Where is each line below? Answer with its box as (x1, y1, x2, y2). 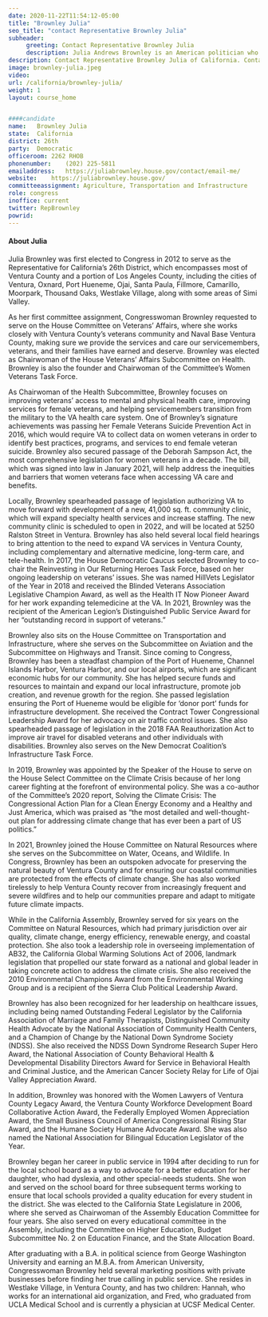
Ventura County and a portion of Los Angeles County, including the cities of (8, 271, 258, 281)
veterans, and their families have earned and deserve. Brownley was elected (8, 345, 260, 356)
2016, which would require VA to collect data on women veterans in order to (8, 429, 258, 439)
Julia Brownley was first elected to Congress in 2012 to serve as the (8, 253, 231, 264)
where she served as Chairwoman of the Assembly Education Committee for (8, 1207, 260, 1217)
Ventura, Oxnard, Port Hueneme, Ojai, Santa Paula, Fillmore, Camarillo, (8, 279, 241, 289)
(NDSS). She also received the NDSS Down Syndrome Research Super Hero (8, 1040, 258, 1050)
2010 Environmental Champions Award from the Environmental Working (8, 974, 243, 984)
